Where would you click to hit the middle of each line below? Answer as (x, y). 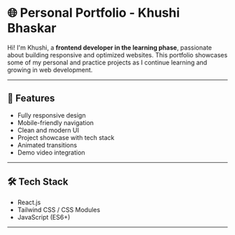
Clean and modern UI (48, 130)
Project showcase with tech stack (66, 137)
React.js (29, 202)
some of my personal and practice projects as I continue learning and (107, 62)
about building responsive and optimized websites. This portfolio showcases (117, 55)
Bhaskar (32, 28)
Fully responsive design (51, 115)
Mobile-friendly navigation (56, 122)
